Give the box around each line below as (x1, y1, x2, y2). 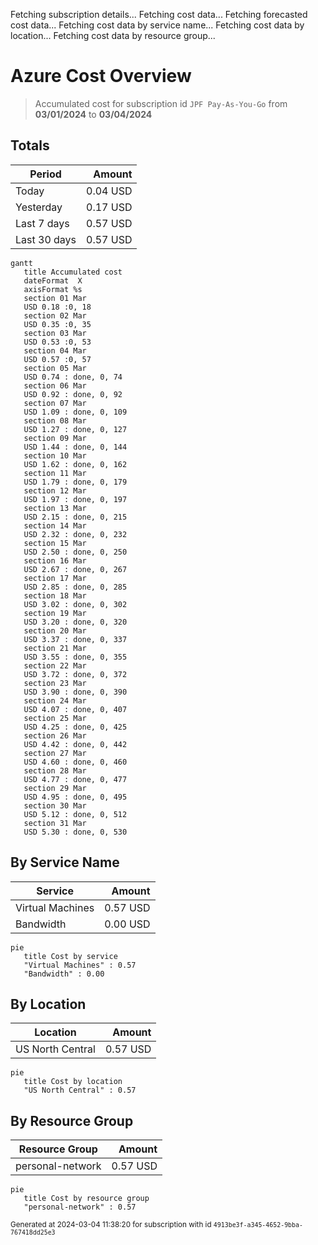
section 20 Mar (23, 625, 87, 636)
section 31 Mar (23, 818, 87, 828)
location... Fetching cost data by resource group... (10, 30, 216, 41)
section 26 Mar (23, 730, 87, 741)
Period (29, 167, 62, 181)
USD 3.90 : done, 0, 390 (23, 687, 128, 697)
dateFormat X (23, 275, 83, 286)
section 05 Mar (23, 363, 87, 373)
